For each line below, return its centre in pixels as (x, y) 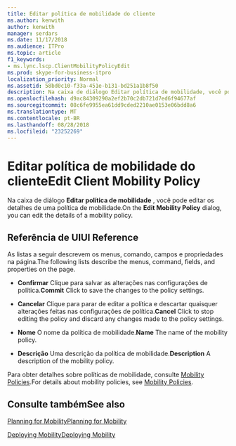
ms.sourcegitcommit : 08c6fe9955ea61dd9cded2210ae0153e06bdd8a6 (102, 105)
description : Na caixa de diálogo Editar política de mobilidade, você (114, 92)
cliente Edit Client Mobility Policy (104, 181)
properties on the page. (41, 269)
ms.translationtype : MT (42, 112)
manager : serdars (33, 33)
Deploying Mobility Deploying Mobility (61, 434)
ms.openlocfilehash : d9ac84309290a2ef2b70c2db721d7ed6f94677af (102, 99)
